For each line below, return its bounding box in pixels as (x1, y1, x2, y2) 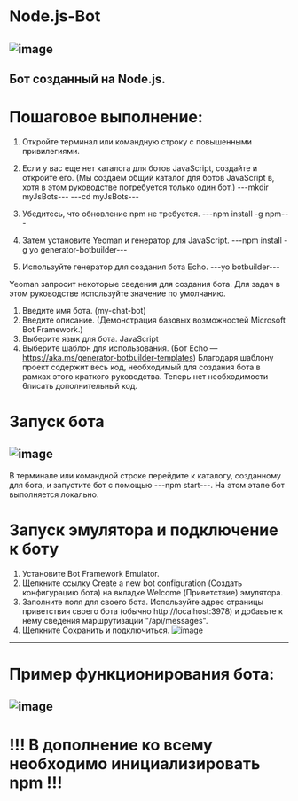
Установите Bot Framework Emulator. (21, 568, 160, 579)
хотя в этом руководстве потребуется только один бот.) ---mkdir (21, 182, 269, 192)
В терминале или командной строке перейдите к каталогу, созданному (9, 470, 282, 480)
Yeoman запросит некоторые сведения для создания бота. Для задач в (9, 278, 281, 289)
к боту (9, 539, 59, 559)
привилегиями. (21, 145, 80, 156)
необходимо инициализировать (9, 753, 261, 774)
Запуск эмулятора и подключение (9, 520, 278, 540)
